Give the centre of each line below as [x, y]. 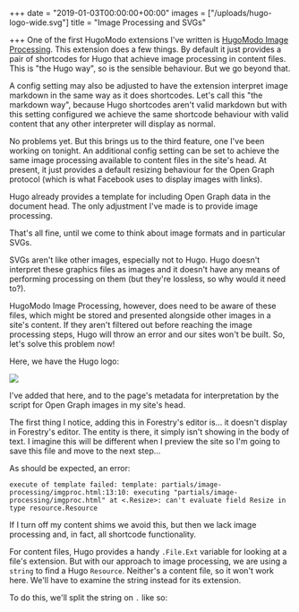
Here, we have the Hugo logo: [64, 361]
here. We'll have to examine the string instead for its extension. [125, 580]
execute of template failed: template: [84, 485]
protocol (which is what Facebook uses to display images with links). [136, 179]
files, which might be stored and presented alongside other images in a [140, 315]
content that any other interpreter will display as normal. [113, 124]
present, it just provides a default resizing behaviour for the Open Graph [142, 170]
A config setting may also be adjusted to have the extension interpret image [149, 86]
